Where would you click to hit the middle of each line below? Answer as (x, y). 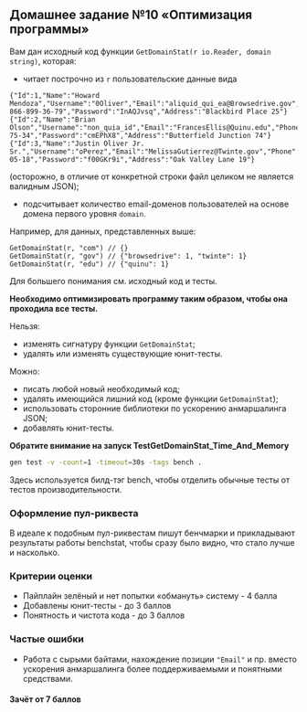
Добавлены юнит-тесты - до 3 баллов (97, 606)
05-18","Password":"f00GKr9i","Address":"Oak (97, 159)
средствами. (48, 678)
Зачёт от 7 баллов (46, 699)
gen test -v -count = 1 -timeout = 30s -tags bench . (106, 462)
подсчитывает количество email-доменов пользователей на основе (156, 204)
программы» (49, 30)
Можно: (25, 371)
